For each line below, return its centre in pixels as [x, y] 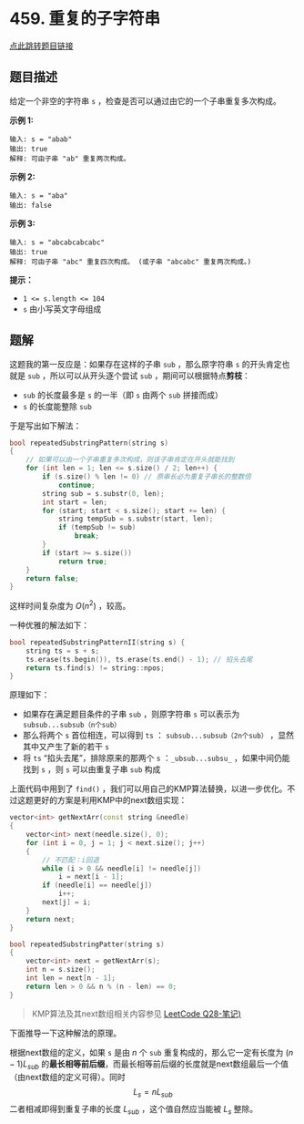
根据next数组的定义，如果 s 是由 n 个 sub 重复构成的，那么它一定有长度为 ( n [152, 1052]
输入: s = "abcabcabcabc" [57, 242]
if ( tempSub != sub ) [97, 528]
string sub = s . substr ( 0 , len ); [104, 493]
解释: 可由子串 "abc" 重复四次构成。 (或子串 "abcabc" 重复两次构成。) [131, 262]
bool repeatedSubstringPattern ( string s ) [89, 443]
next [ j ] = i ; [67, 902]
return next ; [51, 919]
